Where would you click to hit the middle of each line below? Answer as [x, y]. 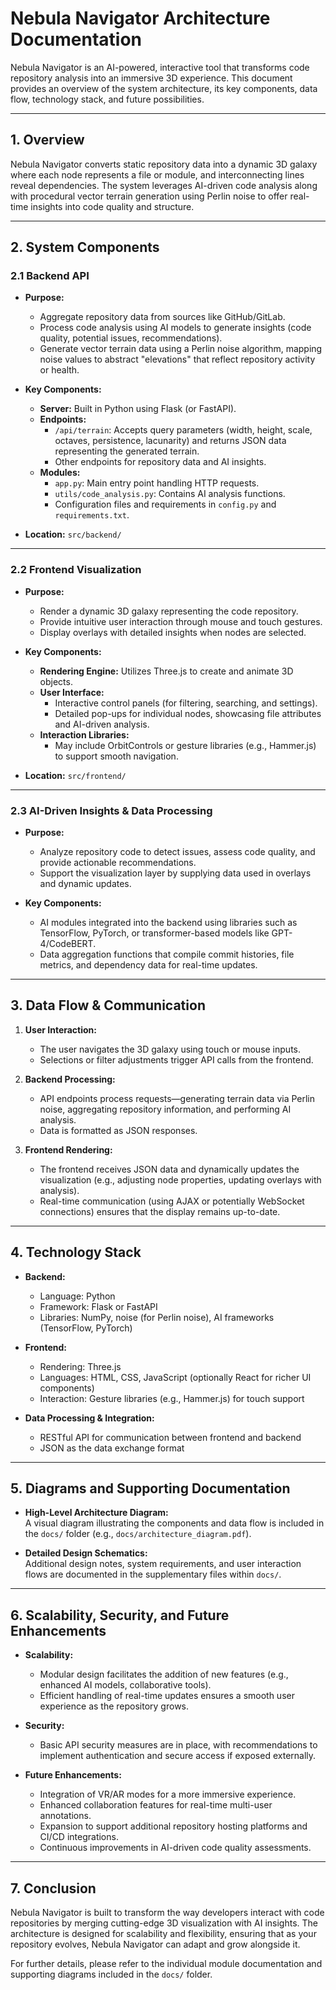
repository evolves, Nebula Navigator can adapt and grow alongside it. [155, 1944]
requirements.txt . [92, 515]
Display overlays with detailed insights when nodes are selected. [173, 632]
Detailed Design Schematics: [86, 1553]
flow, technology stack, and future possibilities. [107, 99]
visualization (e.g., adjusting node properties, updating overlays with [180, 1179]
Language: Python [77, 1296]
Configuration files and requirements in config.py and [165, 504]
